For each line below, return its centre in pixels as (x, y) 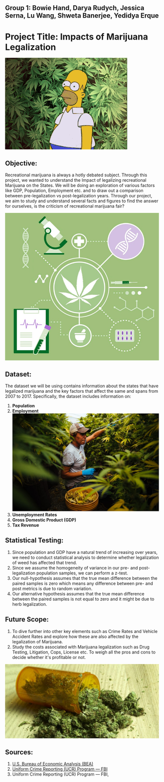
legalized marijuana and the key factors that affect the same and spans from (82, 391)
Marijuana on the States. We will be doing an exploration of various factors (80, 186)
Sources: (19, 752)
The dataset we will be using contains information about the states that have (82, 386)
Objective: (21, 163)
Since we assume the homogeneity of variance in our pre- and (75, 568)
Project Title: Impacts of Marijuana (77, 37)
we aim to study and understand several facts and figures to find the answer (82, 201)
